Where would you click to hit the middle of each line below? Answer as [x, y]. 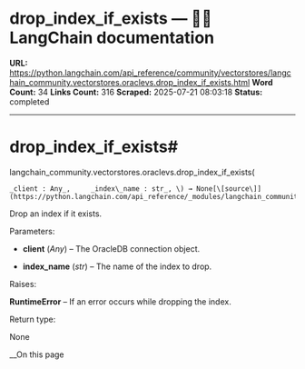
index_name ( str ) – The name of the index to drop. [117, 266]
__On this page [37, 354]
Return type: [33, 319]
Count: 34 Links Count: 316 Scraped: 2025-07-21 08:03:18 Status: [136, 92]
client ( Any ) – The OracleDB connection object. [111, 248]
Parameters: [32, 231]
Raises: [23, 284]
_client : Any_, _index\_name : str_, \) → [101, 189]
